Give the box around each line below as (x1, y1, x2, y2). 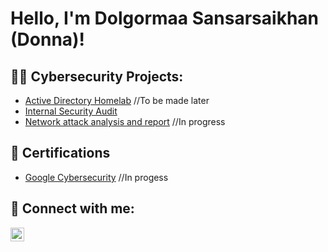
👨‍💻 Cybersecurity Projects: (10, 68, 184, 85)
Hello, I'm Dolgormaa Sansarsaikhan (10, 7, 319, 30)
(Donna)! (10, 28, 86, 51)
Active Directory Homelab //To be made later (24, 95, 210, 106)
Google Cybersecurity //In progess (24, 171, 169, 183)
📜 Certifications (10, 145, 111, 162)
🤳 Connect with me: (10, 200, 135, 217)
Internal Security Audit (24, 105, 118, 117)
